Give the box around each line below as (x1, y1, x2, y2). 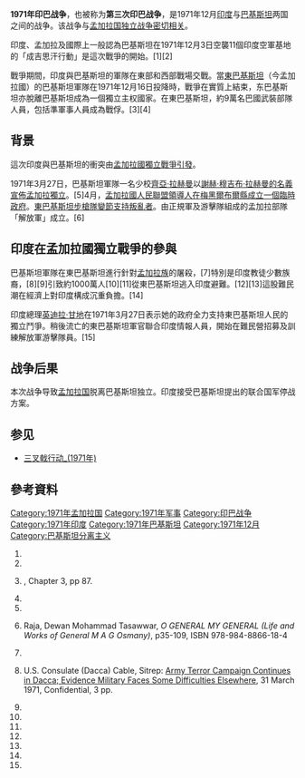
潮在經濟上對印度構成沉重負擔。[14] (10, 289, 144, 300)
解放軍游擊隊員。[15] (17, 331, 96, 343)
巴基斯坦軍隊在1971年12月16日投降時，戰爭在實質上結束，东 (41, 82, 265, 92)
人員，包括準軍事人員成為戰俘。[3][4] (10, 104, 152, 114)
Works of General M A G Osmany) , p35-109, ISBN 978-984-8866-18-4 (23, 630, 288, 641)
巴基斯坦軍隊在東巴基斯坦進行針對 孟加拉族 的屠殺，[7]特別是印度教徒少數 (10, 267, 283, 277)
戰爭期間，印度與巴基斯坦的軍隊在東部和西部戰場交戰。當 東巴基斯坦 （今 (10, 70, 280, 81)
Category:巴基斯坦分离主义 (10, 530, 111, 541)
